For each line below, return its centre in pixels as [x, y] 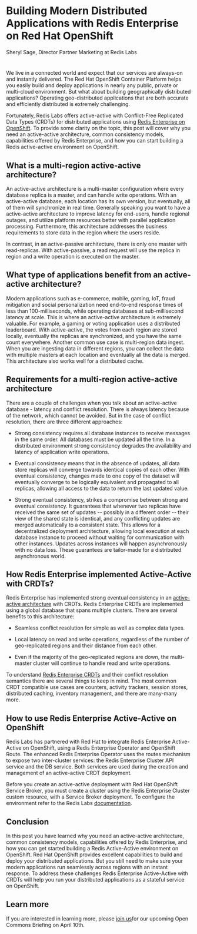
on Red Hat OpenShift [60, 36]
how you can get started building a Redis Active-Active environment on [92, 848]
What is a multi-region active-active [74, 165]
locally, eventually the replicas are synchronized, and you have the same [94, 336]
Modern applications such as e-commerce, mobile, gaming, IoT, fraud [91, 298]
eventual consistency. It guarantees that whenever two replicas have [98, 506]
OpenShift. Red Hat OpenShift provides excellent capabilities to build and [94, 854]
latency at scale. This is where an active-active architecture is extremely [94, 317]
